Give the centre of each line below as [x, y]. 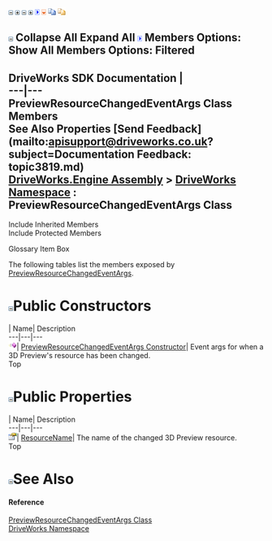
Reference [26, 502]
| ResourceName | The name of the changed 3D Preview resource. [127, 438]
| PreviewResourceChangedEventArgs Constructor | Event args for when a [140, 347]
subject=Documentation [72, 154]
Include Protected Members [55, 233]
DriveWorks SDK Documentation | [96, 78]
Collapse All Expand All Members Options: [128, 38]
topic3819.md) [46, 167]
